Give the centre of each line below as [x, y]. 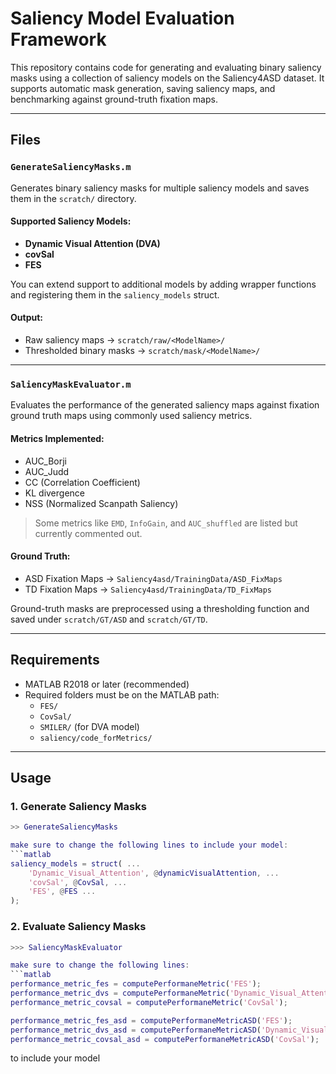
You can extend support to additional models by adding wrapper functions [163, 284]
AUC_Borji [45, 461]
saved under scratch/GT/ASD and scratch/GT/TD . [109, 619]
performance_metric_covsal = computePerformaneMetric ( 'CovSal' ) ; [149, 1002]
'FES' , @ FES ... [62, 892]
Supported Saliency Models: [71, 221]
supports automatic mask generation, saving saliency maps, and [143, 88]
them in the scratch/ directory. [73, 198]
